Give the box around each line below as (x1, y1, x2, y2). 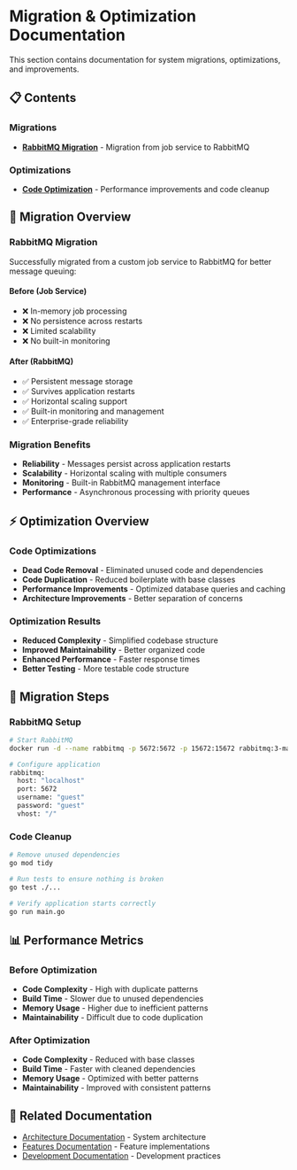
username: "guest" (17, 793, 86, 802)
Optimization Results (9, 615, 102, 627)
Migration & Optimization (9, 6, 197, 27)
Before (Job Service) (9, 286, 87, 297)
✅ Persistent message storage (21, 376, 133, 387)
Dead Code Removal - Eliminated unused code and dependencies (21, 565, 263, 575)
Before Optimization (9, 964, 97, 976)
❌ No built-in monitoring (21, 335, 110, 346)
